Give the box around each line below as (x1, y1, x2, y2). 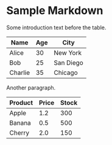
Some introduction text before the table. (6, 24, 107, 31)
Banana (9, 118, 32, 127)
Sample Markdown (6, 4, 103, 18)
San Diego (54, 58, 83, 67)
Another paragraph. (6, 83, 56, 91)
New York (54, 48, 82, 57)
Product (9, 98, 33, 107)
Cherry (9, 129, 30, 137)
